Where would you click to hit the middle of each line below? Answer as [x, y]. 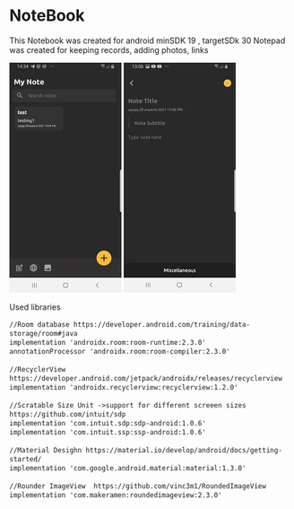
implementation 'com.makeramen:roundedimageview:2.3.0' [116, 495]
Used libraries [35, 307]
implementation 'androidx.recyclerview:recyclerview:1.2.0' [124, 387]
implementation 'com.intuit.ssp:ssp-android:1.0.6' [108, 432]
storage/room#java [43, 333]
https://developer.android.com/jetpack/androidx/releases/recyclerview [146, 378]
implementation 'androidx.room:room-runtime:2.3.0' [108, 342]
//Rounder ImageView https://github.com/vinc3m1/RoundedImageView [138, 486]
